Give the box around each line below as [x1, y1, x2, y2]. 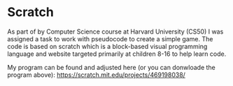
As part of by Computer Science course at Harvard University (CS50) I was [7, 27, 224, 36]
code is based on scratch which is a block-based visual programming [7, 42, 208, 50]
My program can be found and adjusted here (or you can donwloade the [7, 63, 216, 71]
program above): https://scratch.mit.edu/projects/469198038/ [7, 71, 185, 79]
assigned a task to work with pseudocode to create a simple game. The [7, 34, 213, 43]
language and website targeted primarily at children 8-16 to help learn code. [7, 50, 227, 58]
